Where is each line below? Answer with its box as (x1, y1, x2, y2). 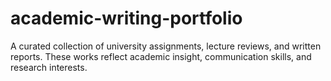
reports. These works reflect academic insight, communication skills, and (10, 50, 312, 62)
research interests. (10, 61, 88, 73)
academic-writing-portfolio (10, 7, 243, 30)
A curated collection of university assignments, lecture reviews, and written (10, 40, 322, 52)
